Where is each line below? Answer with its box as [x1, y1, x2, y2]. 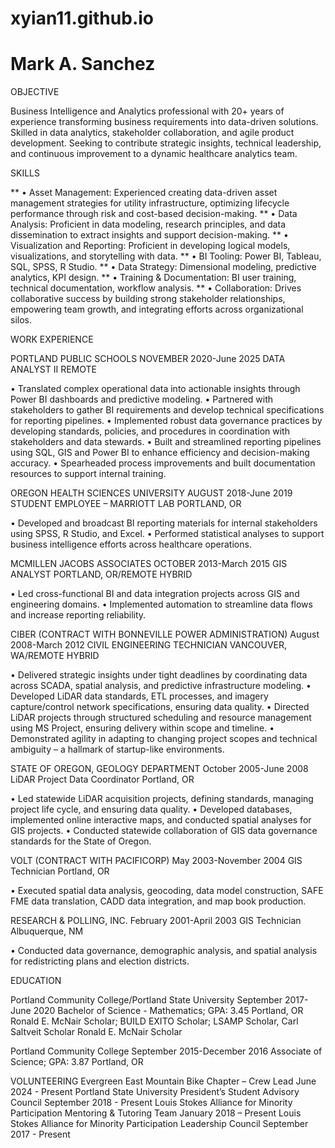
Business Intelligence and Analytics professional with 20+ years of [10, 105, 285, 117]
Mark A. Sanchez [10, 53, 156, 76]
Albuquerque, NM [10, 925, 84, 937]
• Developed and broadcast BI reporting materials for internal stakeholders [10, 517, 318, 529]
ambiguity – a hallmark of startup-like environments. [10, 743, 225, 756]
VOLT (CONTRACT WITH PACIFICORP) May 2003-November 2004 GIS [10, 855, 303, 867]
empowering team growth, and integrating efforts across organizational [10, 303, 304, 316]
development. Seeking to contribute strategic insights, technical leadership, [10, 137, 322, 149]
